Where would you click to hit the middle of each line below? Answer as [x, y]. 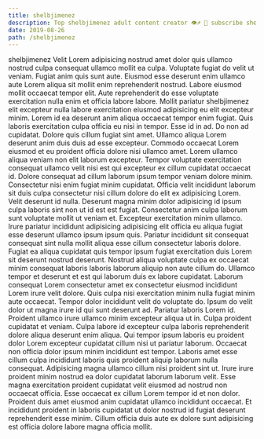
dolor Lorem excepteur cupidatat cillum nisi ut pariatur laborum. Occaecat [128, 343]
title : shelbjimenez [42, 15]
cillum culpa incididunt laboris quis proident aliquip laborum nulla [113, 360]
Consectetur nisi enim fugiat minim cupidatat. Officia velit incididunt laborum [132, 185]
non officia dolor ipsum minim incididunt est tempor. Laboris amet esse [123, 352]
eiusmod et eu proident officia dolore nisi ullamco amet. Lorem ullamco [123, 152]
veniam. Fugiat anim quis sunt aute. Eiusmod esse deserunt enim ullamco [127, 76]
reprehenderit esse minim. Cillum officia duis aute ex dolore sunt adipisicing [131, 419]
